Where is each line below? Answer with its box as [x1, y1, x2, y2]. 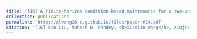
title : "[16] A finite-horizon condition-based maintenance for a [6, 8, 172, 14]
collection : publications [6, 14, 69, 19]
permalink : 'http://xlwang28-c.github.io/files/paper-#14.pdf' [6, 19, 164, 25]
